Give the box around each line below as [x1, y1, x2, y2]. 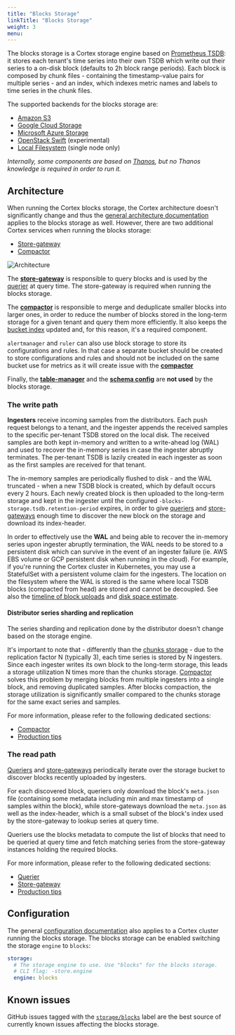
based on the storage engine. [7, 632, 93, 640]
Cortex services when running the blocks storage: [7, 226, 152, 235]
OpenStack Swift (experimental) [17, 136, 110, 145]
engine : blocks [13, 975, 58, 982]
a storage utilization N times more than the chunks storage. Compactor [7, 668, 213, 676]
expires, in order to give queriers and [100, 504, 207, 513]
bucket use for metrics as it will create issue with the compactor [7, 361, 194, 370]
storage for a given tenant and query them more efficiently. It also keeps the [7, 318, 227, 327]
